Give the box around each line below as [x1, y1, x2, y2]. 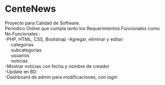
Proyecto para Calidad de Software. [5, 20, 81, 26]
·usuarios [9, 52, 30, 59]
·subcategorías [9, 47, 42, 53]
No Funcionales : [5, 31, 41, 37]
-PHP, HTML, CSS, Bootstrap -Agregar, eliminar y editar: [5, 36, 124, 42]
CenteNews [5, 3, 56, 15]
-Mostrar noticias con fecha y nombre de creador [5, 63, 110, 69]
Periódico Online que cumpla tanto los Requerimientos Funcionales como [5, 25, 160, 31]
